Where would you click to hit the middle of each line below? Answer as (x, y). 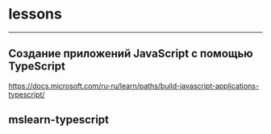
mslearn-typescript (59, 120)
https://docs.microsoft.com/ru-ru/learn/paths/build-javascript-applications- (134, 86)
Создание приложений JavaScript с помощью (131, 54)
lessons (35, 14)
